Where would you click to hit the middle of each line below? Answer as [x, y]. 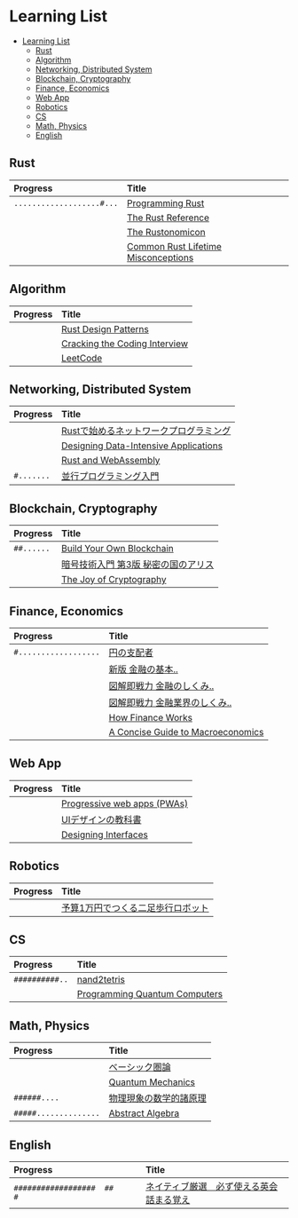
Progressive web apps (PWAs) [125, 803]
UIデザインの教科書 [102, 819]
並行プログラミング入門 [110, 477]
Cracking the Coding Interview [125, 344]
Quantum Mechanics [152, 1082]
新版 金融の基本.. [144, 669]
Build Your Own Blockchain [118, 549]
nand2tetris [101, 980]
